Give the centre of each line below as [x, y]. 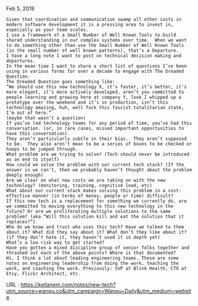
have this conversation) [37, 133]
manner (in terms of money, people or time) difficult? [103, 196]
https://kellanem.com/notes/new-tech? [68, 285]
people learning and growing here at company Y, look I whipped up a [94, 97]
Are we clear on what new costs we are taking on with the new [86, 180]
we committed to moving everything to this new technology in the [90, 206]
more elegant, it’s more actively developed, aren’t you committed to [95, 92]
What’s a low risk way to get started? [55, 243]
